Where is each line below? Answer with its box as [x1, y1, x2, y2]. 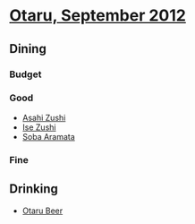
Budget [9, 68, 42, 81]
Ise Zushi [21, 122, 56, 133]
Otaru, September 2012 [9, 5, 186, 26]
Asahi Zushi [21, 112, 66, 123]
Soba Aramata [21, 131, 76, 142]
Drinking [9, 181, 58, 197]
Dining [9, 41, 47, 56]
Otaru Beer [21, 205, 64, 216]
